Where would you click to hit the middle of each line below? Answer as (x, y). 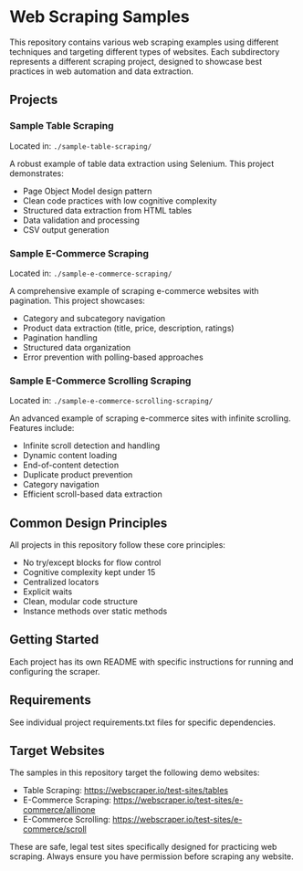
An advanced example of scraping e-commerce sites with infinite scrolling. (150, 418)
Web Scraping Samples (99, 17)
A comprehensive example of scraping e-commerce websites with (134, 290)
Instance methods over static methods (95, 611)
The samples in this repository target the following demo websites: (135, 772)
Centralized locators (61, 582)
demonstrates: (37, 173)
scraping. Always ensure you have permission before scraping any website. (151, 856)
